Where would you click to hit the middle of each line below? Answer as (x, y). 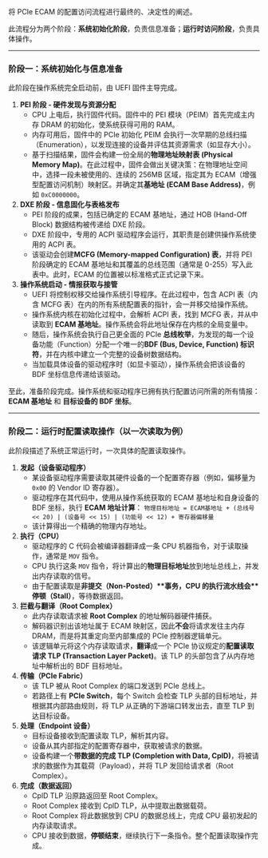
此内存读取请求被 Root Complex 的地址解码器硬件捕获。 (124, 616)
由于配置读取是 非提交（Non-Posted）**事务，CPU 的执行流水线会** (145, 586)
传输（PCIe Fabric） (53, 675)
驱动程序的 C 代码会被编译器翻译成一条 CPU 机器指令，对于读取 (136, 546)
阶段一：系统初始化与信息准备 (66, 69)
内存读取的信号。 (67, 576)
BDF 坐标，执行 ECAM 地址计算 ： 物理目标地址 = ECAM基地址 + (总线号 (143, 507)
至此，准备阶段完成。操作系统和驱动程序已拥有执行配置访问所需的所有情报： (134, 391)
